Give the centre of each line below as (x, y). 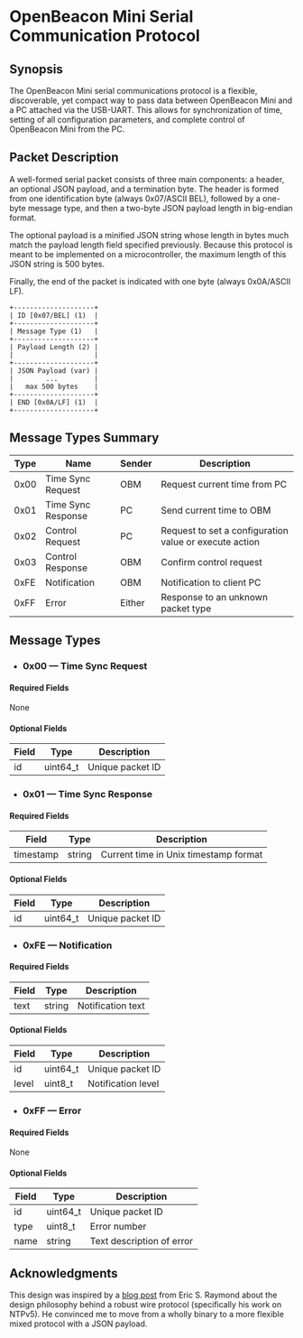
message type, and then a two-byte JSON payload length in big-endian (160, 208)
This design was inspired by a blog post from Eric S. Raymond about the (143, 1295)
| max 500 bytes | (54, 386)
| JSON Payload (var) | (54, 371)
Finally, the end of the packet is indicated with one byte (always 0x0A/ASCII (150, 281)
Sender (136, 463)
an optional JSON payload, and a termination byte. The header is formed (144, 189)
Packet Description (64, 158)
